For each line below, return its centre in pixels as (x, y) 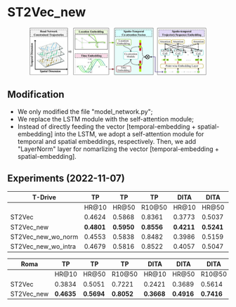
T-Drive (44, 197)
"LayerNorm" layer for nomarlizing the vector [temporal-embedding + (118, 149)
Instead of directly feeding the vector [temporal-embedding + (107, 126)
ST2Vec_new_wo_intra (43, 247)
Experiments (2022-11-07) (66, 179)
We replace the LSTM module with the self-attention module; (106, 119)
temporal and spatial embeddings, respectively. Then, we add (107, 141)
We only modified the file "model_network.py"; (85, 111)
